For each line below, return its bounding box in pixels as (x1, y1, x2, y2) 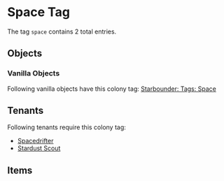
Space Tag (7, 4, 70, 20)
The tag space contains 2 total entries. (7, 27, 117, 36)
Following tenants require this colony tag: (7, 123, 126, 131)
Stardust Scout (17, 144, 61, 152)
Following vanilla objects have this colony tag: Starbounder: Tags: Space (7, 85, 217, 93)
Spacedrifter (17, 137, 54, 145)
